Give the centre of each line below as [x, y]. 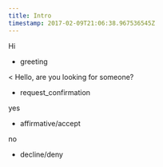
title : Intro [30, 16]
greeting [34, 62]
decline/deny [42, 154]
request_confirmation [55, 92]
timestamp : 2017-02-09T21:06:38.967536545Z [82, 23]
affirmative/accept [50, 123]
